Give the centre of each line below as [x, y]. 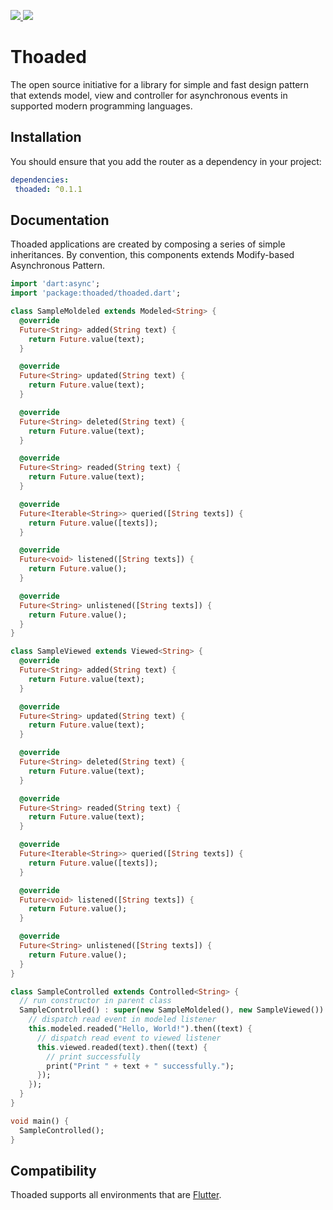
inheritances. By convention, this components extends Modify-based [152, 255]
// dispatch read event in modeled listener [122, 1020]
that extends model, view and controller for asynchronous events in [149, 95]
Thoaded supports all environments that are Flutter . [116, 1195]
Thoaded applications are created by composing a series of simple [148, 244]
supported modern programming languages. [101, 106]
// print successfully [93, 1056]
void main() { [40, 1121]
